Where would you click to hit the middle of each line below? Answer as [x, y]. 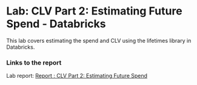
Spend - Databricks [56, 24]
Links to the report [34, 63]
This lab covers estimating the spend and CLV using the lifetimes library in [99, 40]
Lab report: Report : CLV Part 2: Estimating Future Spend [77, 76]
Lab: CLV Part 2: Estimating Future [95, 11]
